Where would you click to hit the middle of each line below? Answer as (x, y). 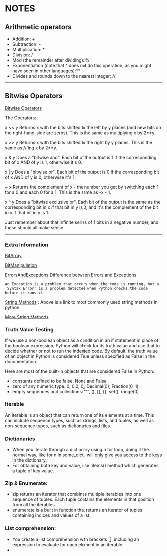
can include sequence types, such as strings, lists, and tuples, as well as (80, 420)
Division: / (23, 55)
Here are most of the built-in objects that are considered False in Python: (80, 371)
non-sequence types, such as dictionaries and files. (58, 426)
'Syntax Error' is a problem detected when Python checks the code (77, 289)
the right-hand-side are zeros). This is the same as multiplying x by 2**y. (80, 133)
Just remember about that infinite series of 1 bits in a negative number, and (82, 222)
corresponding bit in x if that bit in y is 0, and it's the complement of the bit (82, 207)
